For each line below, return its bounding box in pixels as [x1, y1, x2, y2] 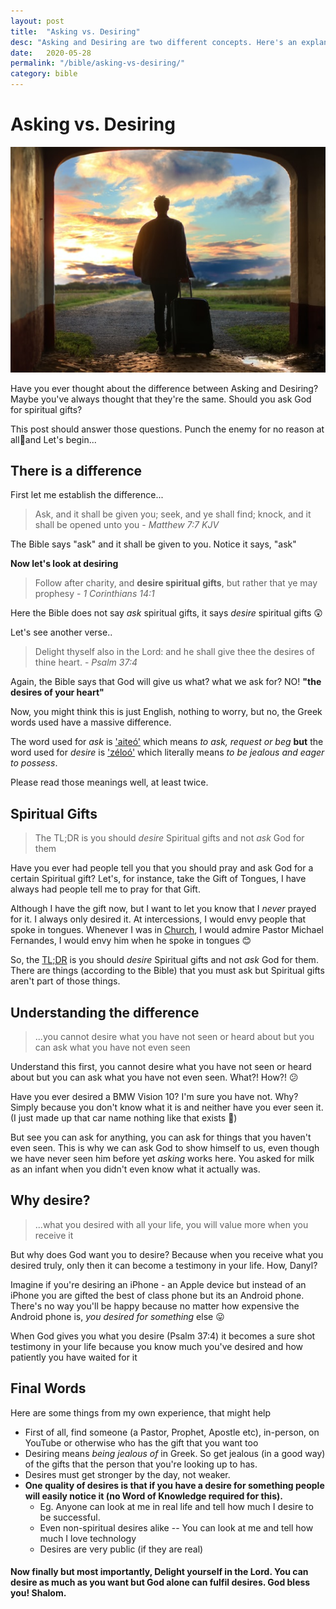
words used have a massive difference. [10, 716, 172, 729]
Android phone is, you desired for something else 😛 [10, 1310, 225, 1322]
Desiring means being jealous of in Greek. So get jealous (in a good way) [24, 1447, 326, 1459]
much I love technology [39, 1532, 137, 1544]
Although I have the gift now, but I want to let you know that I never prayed [10, 903, 317, 915]
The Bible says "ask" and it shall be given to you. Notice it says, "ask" [10, 538, 297, 550]
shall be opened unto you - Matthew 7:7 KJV [34, 519, 220, 531]
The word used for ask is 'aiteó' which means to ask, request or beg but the [10, 736, 324, 748]
